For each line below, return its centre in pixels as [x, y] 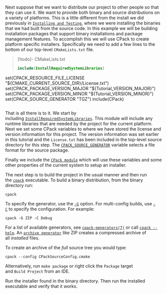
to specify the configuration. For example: [52, 209]
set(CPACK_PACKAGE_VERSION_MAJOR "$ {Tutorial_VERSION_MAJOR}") [81, 88]
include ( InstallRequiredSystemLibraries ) [61, 68]
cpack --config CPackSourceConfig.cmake [48, 257]
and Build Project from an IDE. [37, 271]
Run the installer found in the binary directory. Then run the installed [75, 281]
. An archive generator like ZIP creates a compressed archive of [80, 232]
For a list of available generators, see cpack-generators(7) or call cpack [78, 227]
